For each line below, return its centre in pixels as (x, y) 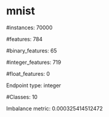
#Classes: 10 (22, 97)
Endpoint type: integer (34, 85)
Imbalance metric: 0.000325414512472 (54, 108)
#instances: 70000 (29, 27)
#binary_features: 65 (31, 50)
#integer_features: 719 (34, 62)
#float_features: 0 (28, 73)
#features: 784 (25, 39)
